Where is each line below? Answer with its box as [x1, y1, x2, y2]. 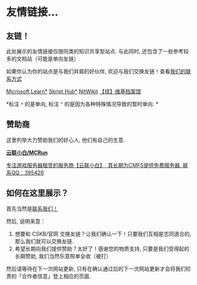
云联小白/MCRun [6, 149, 48, 156]
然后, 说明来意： [6, 217, 46, 224]
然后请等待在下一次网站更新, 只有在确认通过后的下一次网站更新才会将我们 [6, 265, 186, 272]
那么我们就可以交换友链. [14, 237, 74, 245]
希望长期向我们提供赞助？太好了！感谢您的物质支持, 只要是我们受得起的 [14, 245, 190, 252]
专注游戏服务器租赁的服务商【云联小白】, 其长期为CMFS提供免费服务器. [6, 161, 182, 169]
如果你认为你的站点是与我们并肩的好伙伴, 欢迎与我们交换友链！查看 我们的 [6, 68, 186, 75]
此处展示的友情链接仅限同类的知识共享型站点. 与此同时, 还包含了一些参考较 [6, 48, 189, 55]
